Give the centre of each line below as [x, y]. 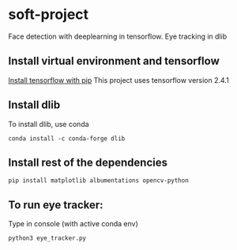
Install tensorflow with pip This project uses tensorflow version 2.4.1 [118, 80]
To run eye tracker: [56, 205]
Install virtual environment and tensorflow [114, 61]
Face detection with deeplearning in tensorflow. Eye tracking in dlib [118, 36]
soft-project [49, 15]
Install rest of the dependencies [88, 162]
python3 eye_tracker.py [47, 238]
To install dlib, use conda [49, 124]
